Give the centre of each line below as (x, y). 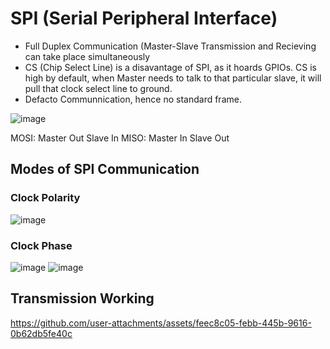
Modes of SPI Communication (105, 169)
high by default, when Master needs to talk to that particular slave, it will (173, 78)
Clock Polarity (45, 198)
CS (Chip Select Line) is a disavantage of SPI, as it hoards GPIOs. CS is (170, 67)
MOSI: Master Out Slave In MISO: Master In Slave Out (120, 138)
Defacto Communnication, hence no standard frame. (133, 99)
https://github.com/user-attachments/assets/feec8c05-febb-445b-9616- (161, 323)
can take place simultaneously (87, 56)
